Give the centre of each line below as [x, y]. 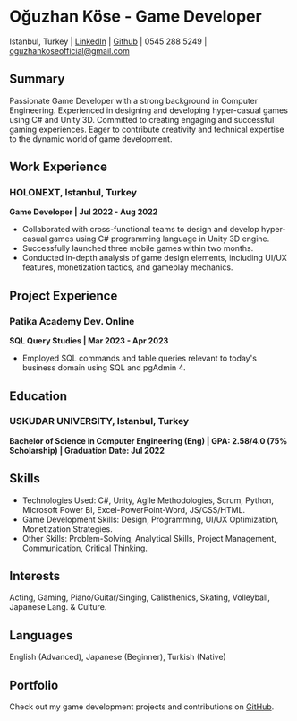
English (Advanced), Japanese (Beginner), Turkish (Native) [118, 657]
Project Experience [64, 295]
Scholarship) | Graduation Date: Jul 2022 [87, 450]
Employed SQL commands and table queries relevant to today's [140, 358]
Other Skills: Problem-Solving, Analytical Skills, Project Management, [149, 538]
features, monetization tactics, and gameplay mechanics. [127, 267]
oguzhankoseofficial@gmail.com [69, 50]
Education [38, 396]
